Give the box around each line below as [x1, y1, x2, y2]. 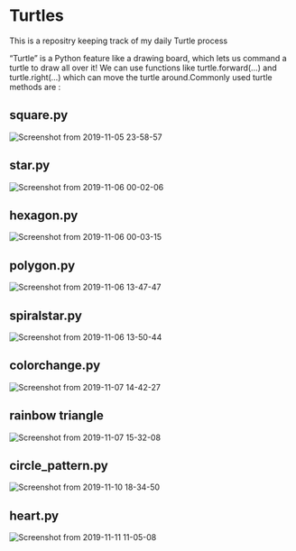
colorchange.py [9, 358, 101, 373]
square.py [9, 107, 69, 123]
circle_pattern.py [9, 458, 108, 473]
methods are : [9, 81, 61, 92]
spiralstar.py [9, 308, 83, 323]
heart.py [9, 508, 60, 523]
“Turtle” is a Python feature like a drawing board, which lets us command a [9, 52, 287, 63]
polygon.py [9, 258, 76, 273]
